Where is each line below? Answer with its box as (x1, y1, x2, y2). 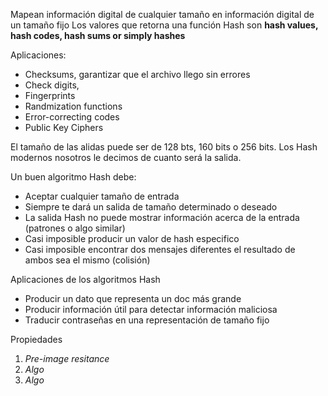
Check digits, (24, 79, 80, 91)
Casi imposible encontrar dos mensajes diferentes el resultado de (24, 244, 296, 255)
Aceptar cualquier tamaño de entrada (24, 190, 180, 202)
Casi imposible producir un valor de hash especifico (24, 233, 240, 244)
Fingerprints (24, 90, 76, 101)
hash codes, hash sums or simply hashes (10, 30, 186, 41)
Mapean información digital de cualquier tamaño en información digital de (10, 9, 315, 20)
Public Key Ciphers (24, 122, 104, 133)
